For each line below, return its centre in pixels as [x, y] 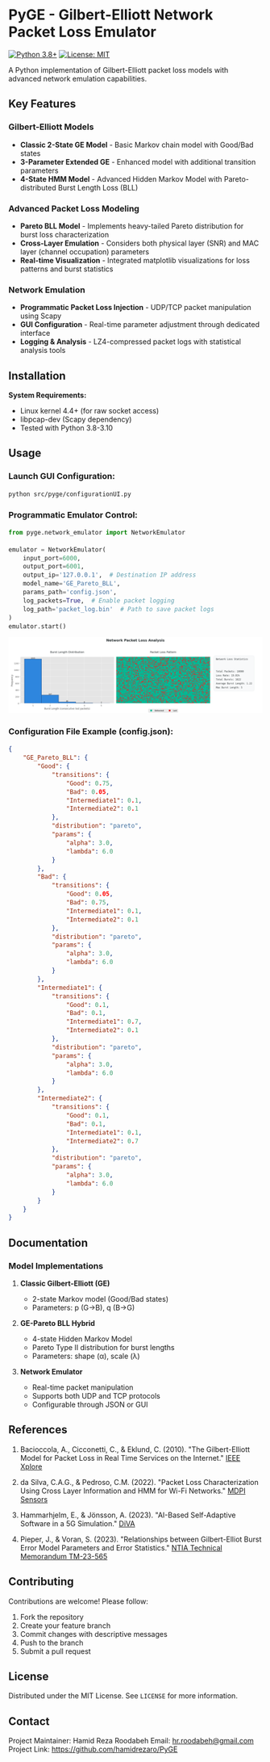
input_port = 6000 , [52, 558]
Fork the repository [52, 1617]
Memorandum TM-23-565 [64, 1556]
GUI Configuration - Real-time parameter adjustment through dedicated [140, 325]
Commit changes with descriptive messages [93, 1634]
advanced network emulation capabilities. [78, 78]
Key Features [42, 104]
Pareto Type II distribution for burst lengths [103, 1347]
